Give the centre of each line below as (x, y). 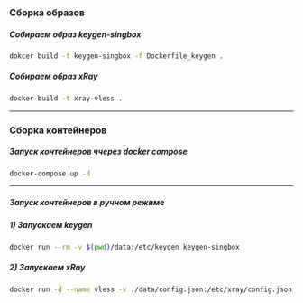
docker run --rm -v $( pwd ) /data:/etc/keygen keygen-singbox (125, 247)
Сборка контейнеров (58, 130)
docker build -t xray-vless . (66, 98)
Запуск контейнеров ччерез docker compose (98, 152)
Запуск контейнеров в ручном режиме (87, 202)
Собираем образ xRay (54, 76)
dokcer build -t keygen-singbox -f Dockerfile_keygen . (116, 56)
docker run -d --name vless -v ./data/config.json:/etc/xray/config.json (151, 289)
